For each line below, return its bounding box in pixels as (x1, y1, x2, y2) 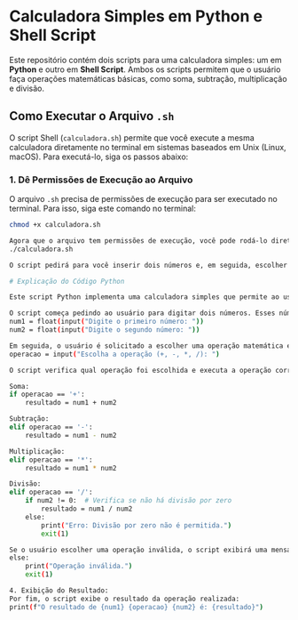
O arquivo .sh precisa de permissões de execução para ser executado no (9, 194, 278, 205)
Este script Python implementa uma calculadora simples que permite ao (9, 293, 279, 302)
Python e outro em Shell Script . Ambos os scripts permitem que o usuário (9, 64, 281, 75)
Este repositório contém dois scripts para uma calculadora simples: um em (9, 54, 282, 65)
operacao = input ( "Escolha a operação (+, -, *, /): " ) (9, 350, 220, 358)
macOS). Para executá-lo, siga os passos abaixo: (9, 151, 189, 162)
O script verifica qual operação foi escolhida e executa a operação (9, 366, 272, 374)
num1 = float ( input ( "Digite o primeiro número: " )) (9, 318, 204, 326)
